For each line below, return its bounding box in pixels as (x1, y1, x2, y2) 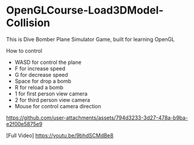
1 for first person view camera (14, 90, 88, 97)
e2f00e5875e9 (6, 120, 43, 127)
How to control (6, 47, 43, 54)
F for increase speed (14, 65, 66, 72)
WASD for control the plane (14, 59, 82, 66)
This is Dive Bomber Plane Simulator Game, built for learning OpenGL (6, 36, 175, 43)
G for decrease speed (14, 71, 68, 78)
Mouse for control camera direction (14, 102, 102, 109)
